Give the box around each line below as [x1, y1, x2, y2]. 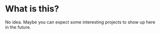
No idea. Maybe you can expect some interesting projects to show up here [5, 19, 156, 25]
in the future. [5, 24, 31, 30]
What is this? [5, 3, 60, 14]
